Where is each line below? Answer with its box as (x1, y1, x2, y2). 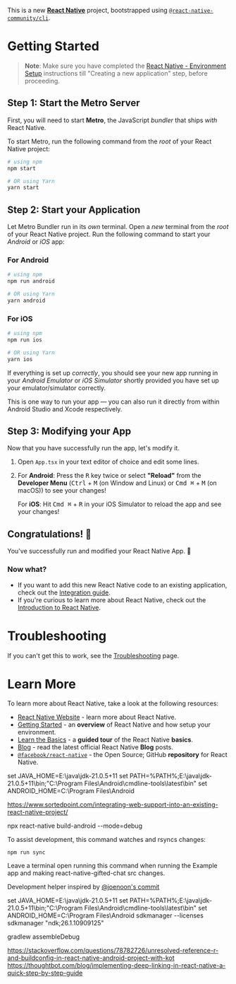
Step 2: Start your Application (7, 204, 141, 216)
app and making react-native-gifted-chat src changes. (7, 869, 166, 877)
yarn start (7, 184, 39, 192)
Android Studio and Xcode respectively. (7, 404, 123, 413)
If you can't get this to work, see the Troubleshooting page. (7, 651, 180, 660)
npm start (7, 165, 37, 172)
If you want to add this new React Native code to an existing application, (17, 580, 228, 589)
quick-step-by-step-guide (7, 968, 83, 978)
